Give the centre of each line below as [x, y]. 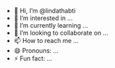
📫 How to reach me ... [46, 41]
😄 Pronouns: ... [36, 51]
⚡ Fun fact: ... [33, 58]
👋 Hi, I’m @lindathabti [45, 11]
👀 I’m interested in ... [43, 18]
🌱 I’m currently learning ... [51, 25]
